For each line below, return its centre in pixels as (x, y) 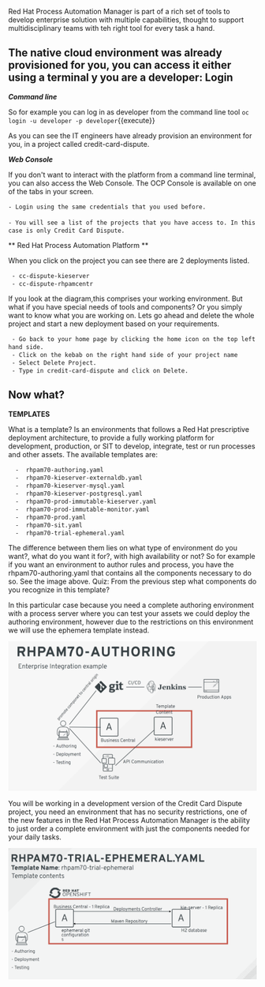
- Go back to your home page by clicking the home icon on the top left (134, 339)
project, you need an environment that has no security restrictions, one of (128, 812)
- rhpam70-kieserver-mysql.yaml (70, 486)
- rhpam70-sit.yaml (49, 525)
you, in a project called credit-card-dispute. (79, 144)
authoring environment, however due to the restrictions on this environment (131, 621)
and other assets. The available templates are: (83, 454)
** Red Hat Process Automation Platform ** (78, 245)
